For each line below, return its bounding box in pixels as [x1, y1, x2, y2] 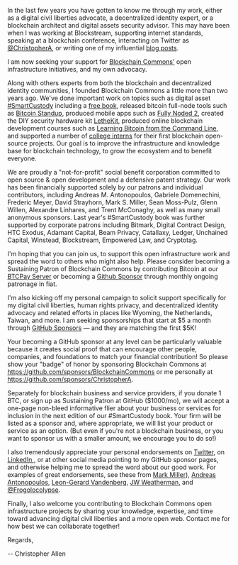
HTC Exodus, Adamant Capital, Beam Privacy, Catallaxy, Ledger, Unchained [7, 229, 228, 236]
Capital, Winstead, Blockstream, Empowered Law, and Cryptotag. [7, 236, 198, 244]
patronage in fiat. [7, 280, 58, 288]
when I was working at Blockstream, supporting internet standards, [7, 28, 203, 37]
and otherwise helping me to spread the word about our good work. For [7, 463, 216, 471]
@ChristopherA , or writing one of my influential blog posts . [7, 44, 179, 52]
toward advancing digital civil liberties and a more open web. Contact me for [7, 515, 230, 522]
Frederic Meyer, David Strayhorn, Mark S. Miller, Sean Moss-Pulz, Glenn [7, 198, 217, 207]
